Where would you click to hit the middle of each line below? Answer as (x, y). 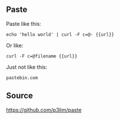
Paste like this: (24, 23)
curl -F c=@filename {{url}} (42, 56)
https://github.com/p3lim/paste (44, 110)
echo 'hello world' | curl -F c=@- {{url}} (60, 35)
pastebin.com (22, 78)
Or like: (15, 45)
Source (20, 96)
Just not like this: (27, 67)
